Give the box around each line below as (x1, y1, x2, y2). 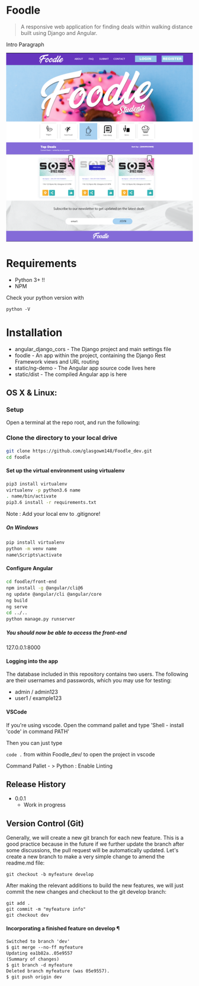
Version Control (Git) (6, 818, 84, 828)
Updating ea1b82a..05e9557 (6, 950, 73, 956)
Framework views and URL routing (14, 358, 99, 365)
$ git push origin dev (6, 974, 62, 980)
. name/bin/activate (6, 493, 57, 499)
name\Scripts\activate (6, 552, 62, 558)
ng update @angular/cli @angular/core (6, 591, 102, 597)
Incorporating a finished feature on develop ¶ (6, 924, 120, 932)
